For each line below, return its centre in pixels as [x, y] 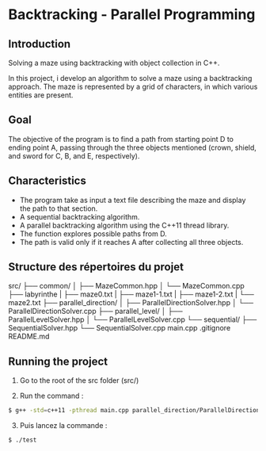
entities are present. [41, 95]
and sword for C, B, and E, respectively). [74, 155]
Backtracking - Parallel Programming [132, 15]
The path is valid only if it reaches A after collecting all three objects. [131, 242]
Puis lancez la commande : [63, 426]
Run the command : [51, 396]
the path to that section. [59, 208]
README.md [29, 336]
